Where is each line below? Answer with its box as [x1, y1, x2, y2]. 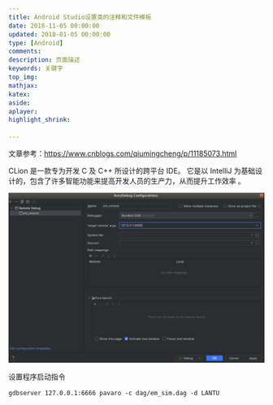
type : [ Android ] [8, 39, 63, 47]
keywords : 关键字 [8, 65, 63, 73]
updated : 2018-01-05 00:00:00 [8, 30, 111, 38]
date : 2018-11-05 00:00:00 [8, 21, 100, 30]
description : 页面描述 [8, 56, 80, 64]
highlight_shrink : [8, 116, 71, 124]
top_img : [8, 73, 38, 81]
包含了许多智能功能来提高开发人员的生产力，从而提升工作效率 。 [29, 176, 245, 186]
